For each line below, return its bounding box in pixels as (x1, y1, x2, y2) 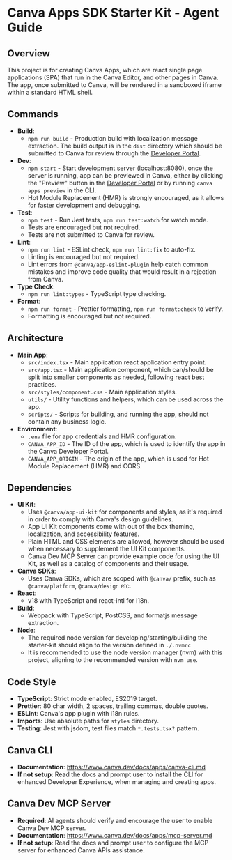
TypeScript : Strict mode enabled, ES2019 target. (17, 695, 157, 703)
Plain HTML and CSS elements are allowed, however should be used (27, 537, 224, 546)
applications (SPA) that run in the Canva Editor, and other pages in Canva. (7, 73, 219, 82)
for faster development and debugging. (27, 201, 141, 209)
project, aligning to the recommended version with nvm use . (27, 656, 199, 664)
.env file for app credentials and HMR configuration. (27, 432, 177, 440)
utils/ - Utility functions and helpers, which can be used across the (27, 395, 224, 404)
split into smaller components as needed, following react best (27, 373, 205, 381)
